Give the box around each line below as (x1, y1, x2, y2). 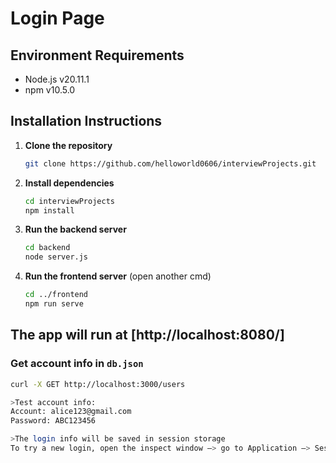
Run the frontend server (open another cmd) (24, 270, 212, 282)
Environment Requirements (10, 47, 185, 64)
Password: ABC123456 (10, 416, 97, 426)
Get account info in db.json (10, 357, 144, 371)
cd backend (24, 243, 71, 253)
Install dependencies (24, 177, 115, 189)
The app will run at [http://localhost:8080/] (10, 327, 285, 344)
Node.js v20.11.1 (24, 73, 90, 85)
